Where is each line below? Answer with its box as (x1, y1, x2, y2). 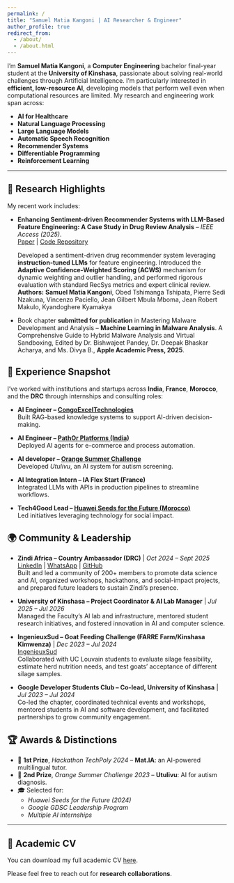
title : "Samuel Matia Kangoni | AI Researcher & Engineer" (7, 17, 182, 24)
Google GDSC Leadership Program (27, 804, 129, 812)
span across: (7, 99, 45, 107)
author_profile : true (7, 23, 70, 30)
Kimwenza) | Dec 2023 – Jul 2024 (17, 640, 117, 648)
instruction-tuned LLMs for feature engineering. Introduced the (17, 258, 201, 267)
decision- (185, 412, 212, 421)
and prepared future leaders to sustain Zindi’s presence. (17, 584, 179, 592)
